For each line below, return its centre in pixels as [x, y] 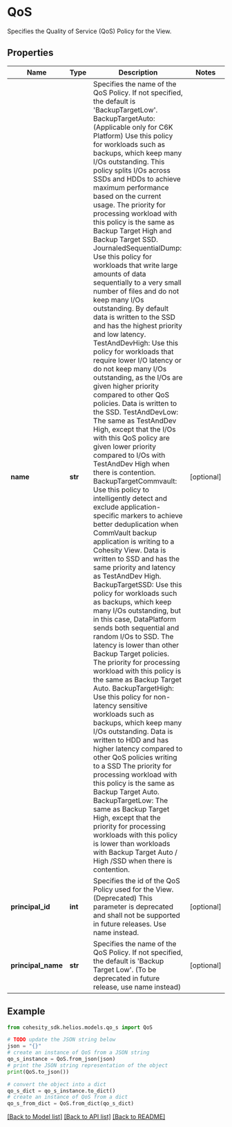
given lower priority [125, 446]
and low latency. [119, 334]
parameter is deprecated [133, 907]
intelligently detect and [130, 498]
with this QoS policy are [132, 438]
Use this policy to [121, 490]
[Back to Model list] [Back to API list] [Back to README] [86, 1117]
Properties [30, 53]
